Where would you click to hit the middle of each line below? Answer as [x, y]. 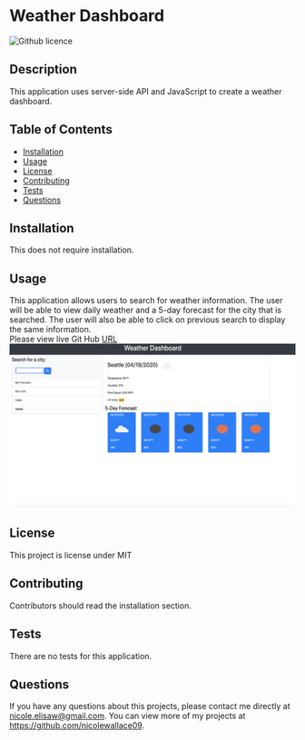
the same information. [50, 330]
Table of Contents [61, 129]
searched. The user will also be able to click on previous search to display [148, 320]
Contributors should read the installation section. [101, 606]
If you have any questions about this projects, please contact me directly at [150, 706]
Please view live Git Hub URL [64, 339]
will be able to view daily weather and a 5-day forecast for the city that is [146, 311]
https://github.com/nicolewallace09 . [77, 725]
